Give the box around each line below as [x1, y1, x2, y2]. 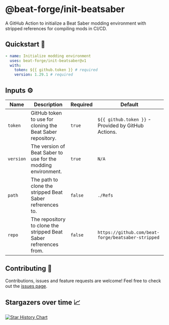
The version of [31, 142, 65, 149]
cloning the [31, 122, 57, 129]
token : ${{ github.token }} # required [14, 67, 98, 72]
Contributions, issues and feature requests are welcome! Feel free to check [5, 278, 161, 284]
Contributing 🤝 [5, 264, 52, 273]
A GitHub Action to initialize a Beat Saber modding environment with [5, 20, 147, 26]
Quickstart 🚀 [5, 40, 45, 49]
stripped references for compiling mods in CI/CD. [5, 25, 107, 31]
